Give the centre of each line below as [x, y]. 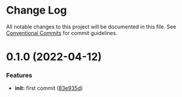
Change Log [36, 10]
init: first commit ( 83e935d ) [49, 88]
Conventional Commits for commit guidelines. [62, 33]
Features [19, 76]
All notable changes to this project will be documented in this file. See [91, 27]
